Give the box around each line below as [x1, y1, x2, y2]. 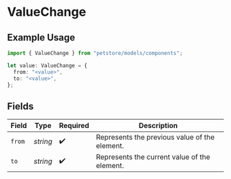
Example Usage [7, 32, 76, 43]
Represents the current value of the [96, 152, 210, 162]
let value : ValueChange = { [7, 62, 88, 69]
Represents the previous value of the [96, 132, 215, 142]
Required [58, 121, 89, 131]
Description [138, 121, 178, 131]
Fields [7, 101, 34, 112]
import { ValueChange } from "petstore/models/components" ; [7, 50, 184, 56]
